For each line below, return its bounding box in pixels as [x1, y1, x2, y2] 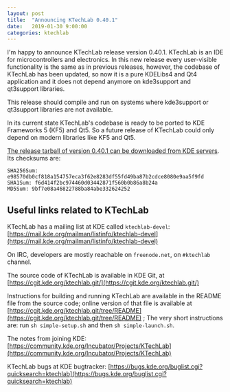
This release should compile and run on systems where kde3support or [7, 98, 209, 107]
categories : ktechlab [7, 29, 69, 37]
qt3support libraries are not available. [7, 105, 113, 114]
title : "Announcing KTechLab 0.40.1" [7, 17, 118, 23]
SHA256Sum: [7, 167, 38, 174]
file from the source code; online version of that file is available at [7, 299, 192, 307]
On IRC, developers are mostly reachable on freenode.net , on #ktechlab [7, 251, 211, 259]
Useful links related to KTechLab [7, 204, 149, 216]
